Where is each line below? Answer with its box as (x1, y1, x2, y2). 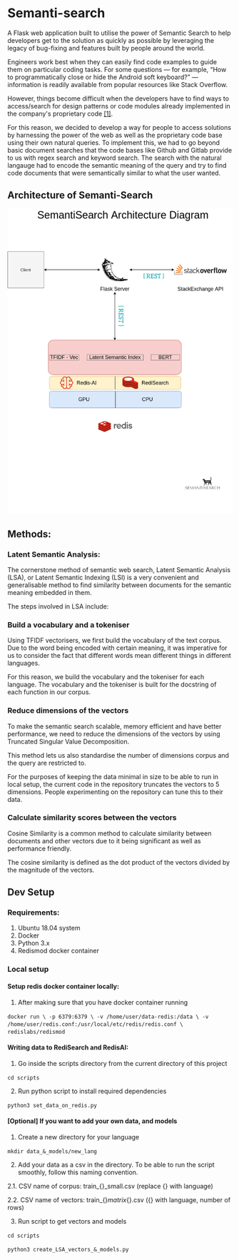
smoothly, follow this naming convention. (17, 1168, 138, 1177)
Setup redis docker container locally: (7, 982, 120, 990)
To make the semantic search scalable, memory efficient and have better (7, 722, 222, 731)
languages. (7, 659, 41, 668)
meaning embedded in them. (7, 588, 92, 596)
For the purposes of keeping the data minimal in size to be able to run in (7, 772, 219, 781)
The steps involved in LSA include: (7, 601, 109, 611)
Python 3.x (17, 939, 50, 947)
